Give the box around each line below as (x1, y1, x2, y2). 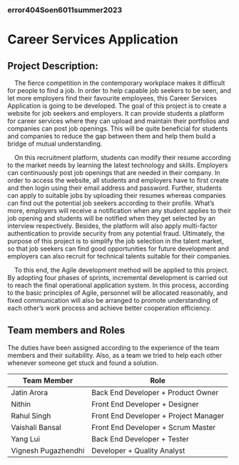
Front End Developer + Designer (91, 399, 199, 409)
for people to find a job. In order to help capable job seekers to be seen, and (7, 86, 232, 94)
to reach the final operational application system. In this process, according (7, 281, 229, 289)
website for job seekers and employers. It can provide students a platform (7, 109, 225, 117)
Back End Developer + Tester (91, 434, 189, 444)
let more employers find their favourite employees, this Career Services (7, 94, 218, 102)
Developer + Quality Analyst (91, 445, 185, 455)
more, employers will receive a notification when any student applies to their (7, 206, 232, 215)
